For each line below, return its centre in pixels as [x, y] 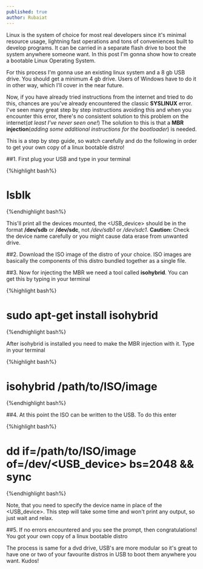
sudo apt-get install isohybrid [82, 315]
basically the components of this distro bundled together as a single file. [96, 261]
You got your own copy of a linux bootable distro [67, 536]
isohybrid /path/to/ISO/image [82, 386]
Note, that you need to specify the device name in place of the [84, 505]
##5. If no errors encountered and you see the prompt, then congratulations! [102, 530]
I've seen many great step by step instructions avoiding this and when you [99, 110]
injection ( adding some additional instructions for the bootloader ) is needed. [101, 129]
